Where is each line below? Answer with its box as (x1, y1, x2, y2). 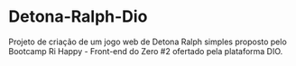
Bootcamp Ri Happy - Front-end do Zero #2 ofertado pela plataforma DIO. (8, 45, 283, 56)
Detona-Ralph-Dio (8, 6, 148, 27)
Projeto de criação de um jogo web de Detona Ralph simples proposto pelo (8, 36, 288, 47)
